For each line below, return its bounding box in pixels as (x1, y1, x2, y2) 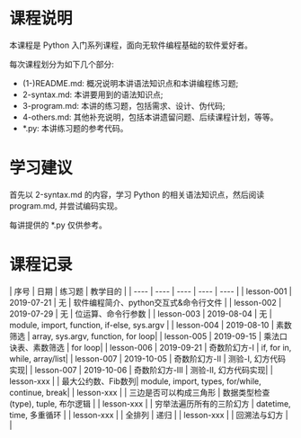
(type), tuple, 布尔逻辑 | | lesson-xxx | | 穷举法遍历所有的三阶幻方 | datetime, (9, 398, 291, 409)
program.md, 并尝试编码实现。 (9, 200, 123, 211)
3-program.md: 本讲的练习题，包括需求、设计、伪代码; (22, 100, 226, 111)
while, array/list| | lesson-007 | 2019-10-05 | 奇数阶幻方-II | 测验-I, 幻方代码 (9, 353, 286, 364)
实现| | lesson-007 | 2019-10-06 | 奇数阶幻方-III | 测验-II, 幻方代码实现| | (9, 364, 274, 375)
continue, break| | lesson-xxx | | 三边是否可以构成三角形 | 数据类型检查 (9, 387, 270, 398)
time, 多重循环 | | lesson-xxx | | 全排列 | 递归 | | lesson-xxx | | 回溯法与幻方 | (9, 409, 289, 420)
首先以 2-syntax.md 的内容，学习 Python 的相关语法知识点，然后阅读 (9, 189, 265, 200)
